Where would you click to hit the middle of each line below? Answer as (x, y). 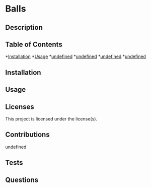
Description (24, 27)
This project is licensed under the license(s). (51, 118)
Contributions (27, 135)
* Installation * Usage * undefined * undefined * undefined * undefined (75, 56)
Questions (22, 180)
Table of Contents (34, 44)
